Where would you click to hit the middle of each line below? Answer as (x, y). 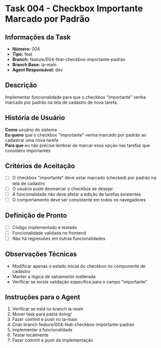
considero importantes (28, 150)
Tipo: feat (22, 54)
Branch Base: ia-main (34, 65)
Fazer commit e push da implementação (53, 340)
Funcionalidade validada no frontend (49, 233)
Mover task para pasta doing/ (42, 314)
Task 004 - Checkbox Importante (74, 9)
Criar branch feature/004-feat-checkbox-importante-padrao (73, 324)
